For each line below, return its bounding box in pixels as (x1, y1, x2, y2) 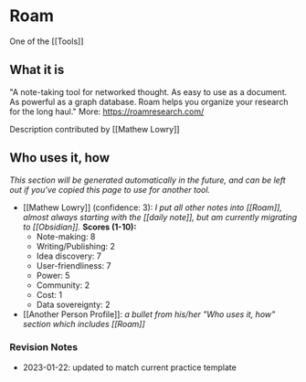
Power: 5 (36, 270, 70, 281)
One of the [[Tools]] (9, 36, 84, 47)
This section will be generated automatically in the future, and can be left (9, 175, 286, 186)
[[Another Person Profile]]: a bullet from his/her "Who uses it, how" (22, 308, 276, 320)
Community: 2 (36, 280, 90, 291)
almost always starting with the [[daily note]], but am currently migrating (22, 211, 298, 222)
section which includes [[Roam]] (22, 318, 146, 329)
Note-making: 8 (36, 230, 96, 242)
